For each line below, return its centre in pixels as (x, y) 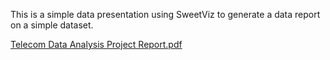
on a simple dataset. (52, 25)
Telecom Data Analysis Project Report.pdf (96, 44)
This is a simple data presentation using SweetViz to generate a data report (165, 14)
